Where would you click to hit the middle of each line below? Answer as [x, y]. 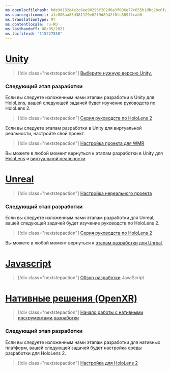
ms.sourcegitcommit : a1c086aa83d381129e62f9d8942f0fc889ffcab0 [74, 15]
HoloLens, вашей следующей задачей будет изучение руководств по [80, 103]
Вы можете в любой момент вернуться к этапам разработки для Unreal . [84, 243]
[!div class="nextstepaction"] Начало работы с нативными [80, 312]
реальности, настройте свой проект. [45, 134]
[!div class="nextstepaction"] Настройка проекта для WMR [81, 143]
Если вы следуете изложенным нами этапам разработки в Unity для [80, 97]
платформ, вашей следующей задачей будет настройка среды [74, 348]
